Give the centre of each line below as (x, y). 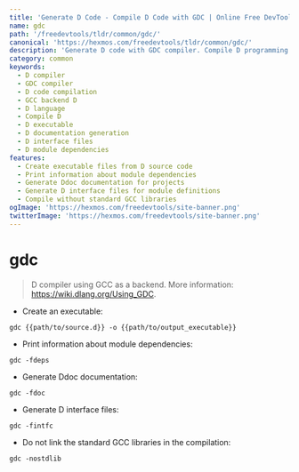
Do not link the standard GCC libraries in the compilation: (126, 442)
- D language (41, 108)
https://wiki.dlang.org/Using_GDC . (93, 293)
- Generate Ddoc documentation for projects (101, 183)
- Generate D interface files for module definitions (119, 191)
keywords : (28, 68)
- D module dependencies (63, 149)
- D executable (45, 125)
